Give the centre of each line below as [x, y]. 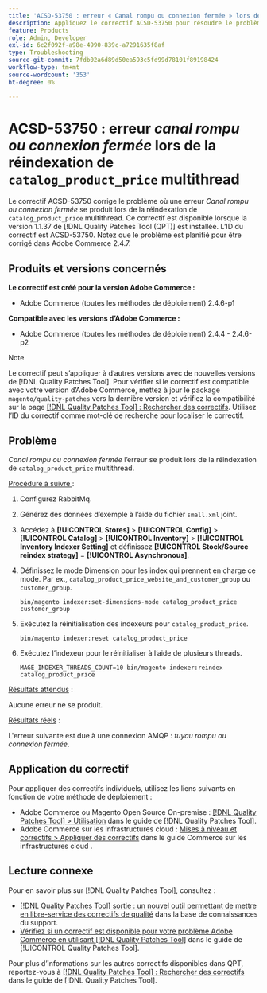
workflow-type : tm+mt [44, 68]
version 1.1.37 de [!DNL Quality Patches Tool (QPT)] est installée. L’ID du [126, 227]
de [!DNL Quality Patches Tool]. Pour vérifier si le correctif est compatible [128, 382]
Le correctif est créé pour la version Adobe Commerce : [102, 288]
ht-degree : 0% [32, 82]
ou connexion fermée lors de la [112, 145]
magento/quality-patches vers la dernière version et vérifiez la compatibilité [132, 399]
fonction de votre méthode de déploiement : [80, 796]
